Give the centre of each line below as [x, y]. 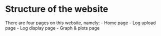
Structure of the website [57, 9]
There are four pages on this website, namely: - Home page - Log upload [80, 23]
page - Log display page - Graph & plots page [52, 28]
